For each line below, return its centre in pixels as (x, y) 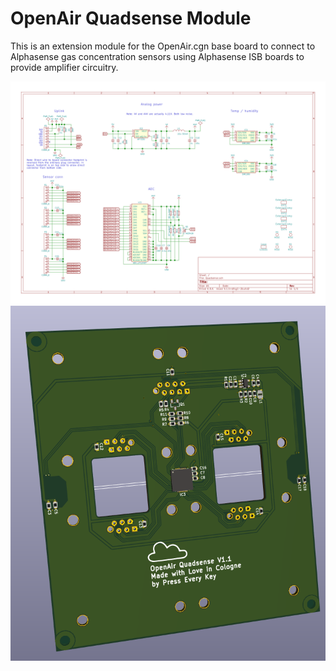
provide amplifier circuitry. (64, 67)
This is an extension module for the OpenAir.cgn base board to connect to (163, 46)
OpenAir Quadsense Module (131, 18)
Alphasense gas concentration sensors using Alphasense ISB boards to (157, 56)
